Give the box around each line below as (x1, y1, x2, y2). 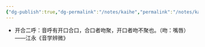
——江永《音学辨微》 (14, 34, 69, 42)
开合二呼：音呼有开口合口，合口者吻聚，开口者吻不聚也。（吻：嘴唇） (14, 26, 189, 34)
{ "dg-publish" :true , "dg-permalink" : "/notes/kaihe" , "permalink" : (6, 9, 173, 15)
